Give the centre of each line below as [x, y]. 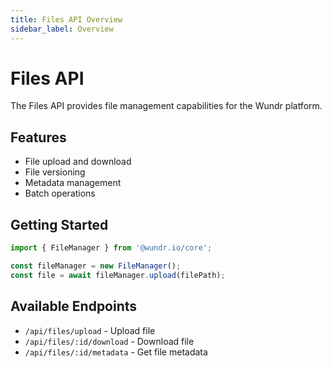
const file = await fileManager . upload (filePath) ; [118, 275]
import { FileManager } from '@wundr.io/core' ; [111, 248]
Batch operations [60, 193]
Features [38, 137]
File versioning [55, 172]
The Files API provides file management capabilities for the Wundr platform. [166, 106]
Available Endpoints [74, 306]
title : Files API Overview [66, 19]
